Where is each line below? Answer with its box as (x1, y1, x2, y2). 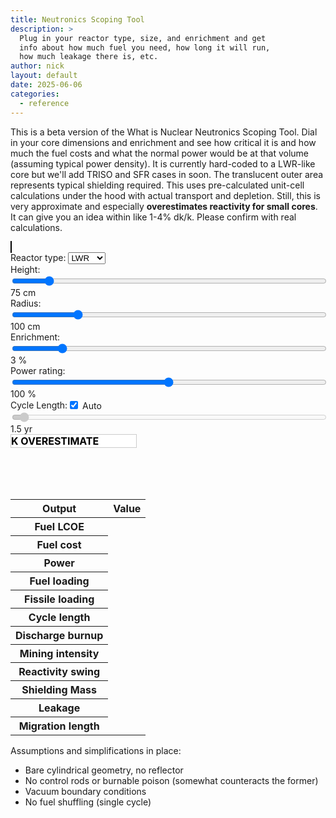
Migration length (18, 719, 100, 733)
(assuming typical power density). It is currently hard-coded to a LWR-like (10, 157, 316, 170)
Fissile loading (24, 592, 95, 606)
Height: (10, 263, 41, 275)
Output (42, 501, 77, 515)
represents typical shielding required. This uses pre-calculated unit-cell (10, 179, 305, 191)
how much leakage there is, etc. (19, 52, 159, 62)
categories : (10, 89, 60, 99)
